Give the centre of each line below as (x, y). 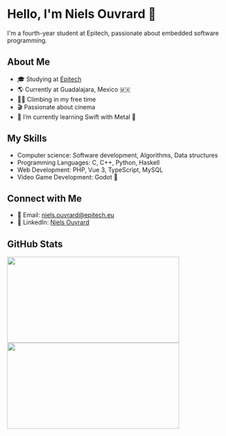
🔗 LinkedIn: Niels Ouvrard (53, 222)
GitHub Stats (35, 244)
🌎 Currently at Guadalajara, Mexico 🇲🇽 (74, 89)
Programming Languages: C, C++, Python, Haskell (88, 162)
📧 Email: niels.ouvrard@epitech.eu (66, 215)
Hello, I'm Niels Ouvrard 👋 (82, 14)
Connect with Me (45, 198)
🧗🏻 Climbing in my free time (56, 99)
